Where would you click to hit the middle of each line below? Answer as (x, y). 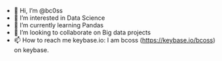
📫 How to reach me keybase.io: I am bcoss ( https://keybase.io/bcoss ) (114, 40)
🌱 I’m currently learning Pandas (59, 25)
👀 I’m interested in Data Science (59, 18)
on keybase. (31, 50)
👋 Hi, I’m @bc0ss (38, 11)
